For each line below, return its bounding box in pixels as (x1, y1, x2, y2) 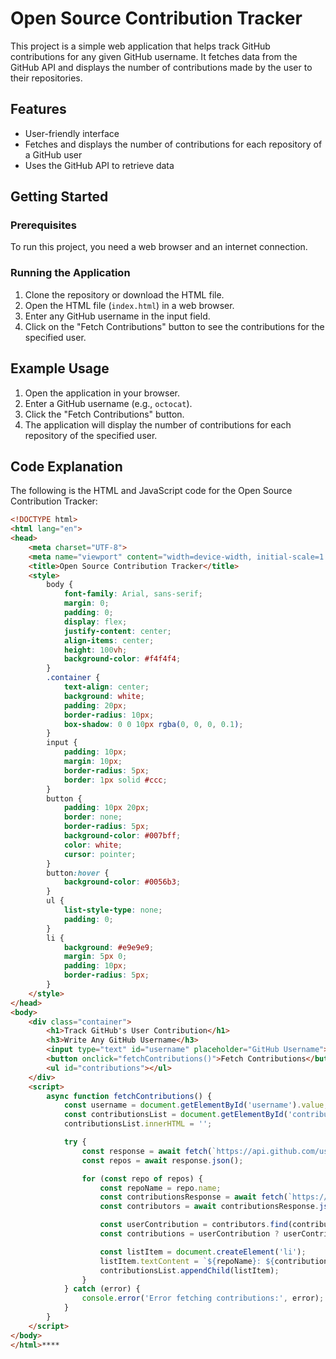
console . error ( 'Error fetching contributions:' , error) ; (81, 1293, 325, 1304)
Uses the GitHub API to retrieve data (24, 159, 175, 171)
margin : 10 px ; (63, 757, 123, 767)
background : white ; (63, 691, 145, 701)
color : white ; (63, 840, 123, 850)
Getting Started (10, 188, 109, 206)
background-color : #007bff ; (63, 831, 182, 841)
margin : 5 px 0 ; (63, 952, 128, 962)
